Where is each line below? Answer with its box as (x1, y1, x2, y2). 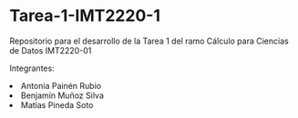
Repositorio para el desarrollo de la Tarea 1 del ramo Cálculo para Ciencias (9, 35, 289, 46)
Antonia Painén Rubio (21, 80, 102, 91)
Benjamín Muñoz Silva (21, 90, 105, 101)
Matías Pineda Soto (21, 99, 94, 110)
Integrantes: (9, 63, 55, 74)
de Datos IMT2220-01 (9, 44, 92, 55)
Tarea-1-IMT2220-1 (9, 5, 161, 26)
